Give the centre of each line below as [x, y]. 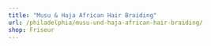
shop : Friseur [32, 30]
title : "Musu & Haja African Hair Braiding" [83, 15]
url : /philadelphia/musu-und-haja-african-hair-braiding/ [105, 23]
